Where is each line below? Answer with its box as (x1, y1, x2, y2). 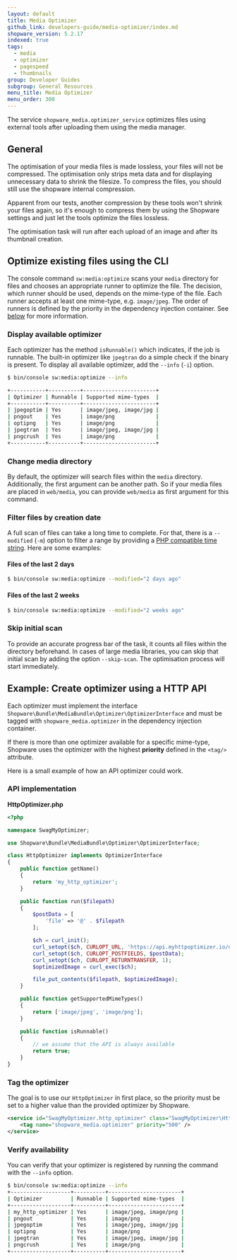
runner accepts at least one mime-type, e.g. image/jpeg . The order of (7, 297, 209, 305)
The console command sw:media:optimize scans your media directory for (7, 274, 219, 282)
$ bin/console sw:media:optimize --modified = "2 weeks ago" (7, 607, 185, 614)
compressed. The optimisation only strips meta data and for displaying (7, 169, 213, 178)
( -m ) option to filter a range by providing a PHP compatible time (34, 536, 217, 545)
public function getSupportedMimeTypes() (20, 995, 143, 1002)
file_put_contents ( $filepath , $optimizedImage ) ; (32, 976, 178, 983)
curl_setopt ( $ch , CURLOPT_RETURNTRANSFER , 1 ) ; (32, 956, 172, 963)
